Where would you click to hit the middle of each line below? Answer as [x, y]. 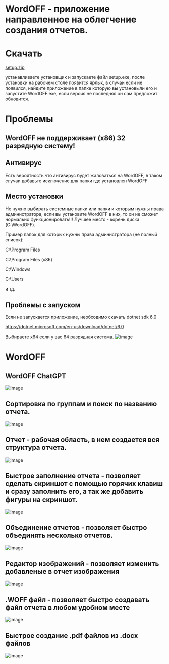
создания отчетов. [47, 30]
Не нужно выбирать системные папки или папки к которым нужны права [84, 209]
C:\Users [14, 279]
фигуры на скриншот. [41, 500]
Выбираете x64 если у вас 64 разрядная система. [60, 337]
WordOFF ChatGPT [36, 376]
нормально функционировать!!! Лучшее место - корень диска [72, 219]
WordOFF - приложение [58, 9]
